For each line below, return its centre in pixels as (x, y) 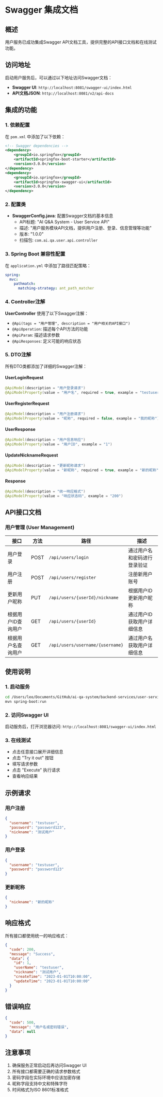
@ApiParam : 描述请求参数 (36, 335)
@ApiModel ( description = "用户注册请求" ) (45, 414)
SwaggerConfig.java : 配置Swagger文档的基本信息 (63, 216)
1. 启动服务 (17, 687)
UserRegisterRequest (27, 403)
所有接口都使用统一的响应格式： (37, 935)
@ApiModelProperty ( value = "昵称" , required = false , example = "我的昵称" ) (82, 418)
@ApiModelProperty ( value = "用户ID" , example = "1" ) (59, 444)
